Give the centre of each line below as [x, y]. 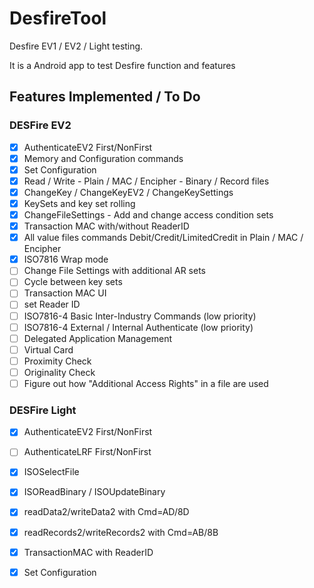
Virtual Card [48, 349]
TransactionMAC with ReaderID [88, 552]
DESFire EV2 [40, 125]
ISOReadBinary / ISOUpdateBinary [94, 492]
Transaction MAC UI [65, 293]
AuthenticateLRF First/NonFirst [87, 452]
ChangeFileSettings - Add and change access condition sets [148, 215]
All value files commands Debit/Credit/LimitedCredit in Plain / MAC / [163, 238]
